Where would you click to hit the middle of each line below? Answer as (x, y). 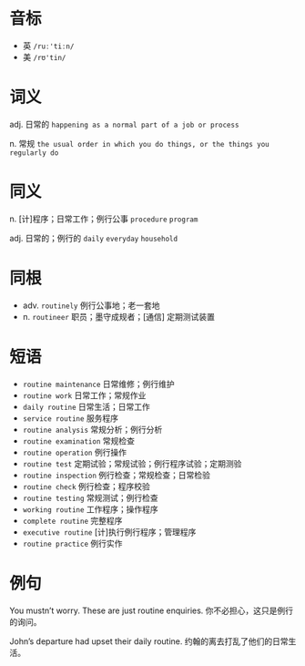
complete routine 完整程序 (72, 520)
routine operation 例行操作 (75, 452)
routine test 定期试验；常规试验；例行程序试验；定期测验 (132, 463)
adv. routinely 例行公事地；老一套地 (91, 305)
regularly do (34, 153)
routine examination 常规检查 (78, 441)
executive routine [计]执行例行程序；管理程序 (109, 532)
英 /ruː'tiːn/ (48, 46)
